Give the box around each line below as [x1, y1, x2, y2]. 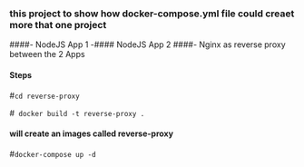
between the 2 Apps [9, 49, 85, 60]
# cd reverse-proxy [9, 90, 80, 101]
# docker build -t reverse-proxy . [9, 107, 145, 118]
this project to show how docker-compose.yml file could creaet [9, 7, 295, 20]
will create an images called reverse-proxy [9, 128, 174, 139]
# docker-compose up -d [9, 148, 97, 159]
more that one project [9, 18, 107, 31]
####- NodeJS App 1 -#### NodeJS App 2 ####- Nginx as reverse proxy [9, 39, 286, 50]
